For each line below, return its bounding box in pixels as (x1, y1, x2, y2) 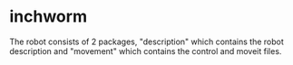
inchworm (9, 6, 88, 27)
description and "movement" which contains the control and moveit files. (9, 45, 282, 56)
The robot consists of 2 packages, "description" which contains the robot (9, 36, 284, 47)
